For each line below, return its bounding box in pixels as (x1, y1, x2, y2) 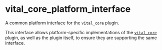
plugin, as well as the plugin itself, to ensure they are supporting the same (5, 35, 157, 41)
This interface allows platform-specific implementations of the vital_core (5, 29, 157, 35)
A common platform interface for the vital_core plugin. (5, 20, 119, 26)
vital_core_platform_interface (5, 3, 131, 15)
